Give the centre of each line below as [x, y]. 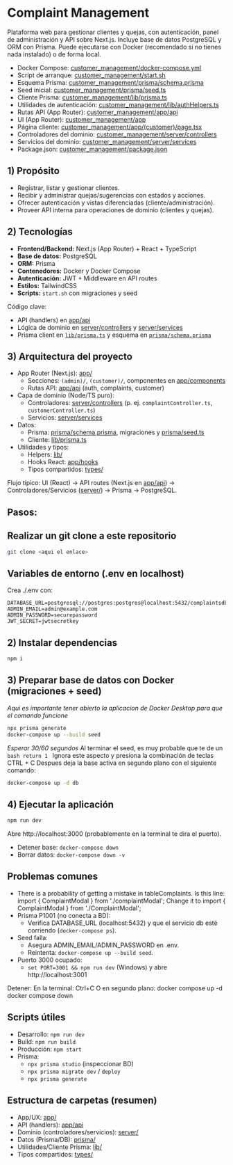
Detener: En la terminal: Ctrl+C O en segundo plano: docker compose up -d [115, 988]
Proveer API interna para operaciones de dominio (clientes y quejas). [115, 209]
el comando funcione [37, 715]
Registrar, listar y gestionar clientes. [68, 188]
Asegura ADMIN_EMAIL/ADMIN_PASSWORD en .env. [103, 945]
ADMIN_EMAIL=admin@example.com [52, 609]
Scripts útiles [36, 1017]
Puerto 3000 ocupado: [50, 960]
